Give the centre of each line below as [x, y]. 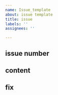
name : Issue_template [28, 10]
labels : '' [17, 24]
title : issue [19, 19]
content [18, 70]
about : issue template [29, 15]
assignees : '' [20, 29]
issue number [27, 53]
